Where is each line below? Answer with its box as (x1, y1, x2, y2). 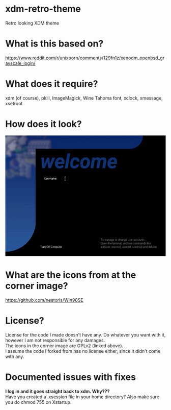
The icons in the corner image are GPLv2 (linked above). (5, 343, 124, 349)
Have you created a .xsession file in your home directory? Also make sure (5, 394, 159, 400)
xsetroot (5, 100, 23, 106)
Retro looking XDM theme (5, 20, 60, 26)
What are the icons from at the (5, 269, 136, 281)
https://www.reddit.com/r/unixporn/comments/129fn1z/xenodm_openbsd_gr (5, 55, 165, 61)
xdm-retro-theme (5, 3, 81, 15)
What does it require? (5, 78, 98, 90)
